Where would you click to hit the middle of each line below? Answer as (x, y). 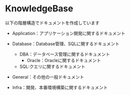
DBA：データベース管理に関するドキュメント (65, 54)
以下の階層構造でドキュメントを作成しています (52, 23)
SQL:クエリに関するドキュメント (52, 66)
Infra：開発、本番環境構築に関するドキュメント (60, 87)
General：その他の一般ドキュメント (48, 77)
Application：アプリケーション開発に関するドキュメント (69, 33)
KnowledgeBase (39, 9)
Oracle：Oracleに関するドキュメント (64, 60)
